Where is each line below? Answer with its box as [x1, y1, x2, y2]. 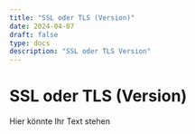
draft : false [9, 30, 59, 39]
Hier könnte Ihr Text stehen [9, 116, 111, 127]
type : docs [9, 38, 51, 48]
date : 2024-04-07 [9, 22, 75, 31]
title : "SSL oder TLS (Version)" [9, 13, 135, 23]
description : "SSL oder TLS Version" [9, 47, 152, 56]
